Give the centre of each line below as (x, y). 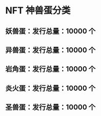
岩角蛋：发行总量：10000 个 (50, 69)
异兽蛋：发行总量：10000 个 (50, 50)
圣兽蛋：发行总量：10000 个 (50, 108)
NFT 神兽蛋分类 (38, 11)
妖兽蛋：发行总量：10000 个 (50, 31)
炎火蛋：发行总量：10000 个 (50, 88)
